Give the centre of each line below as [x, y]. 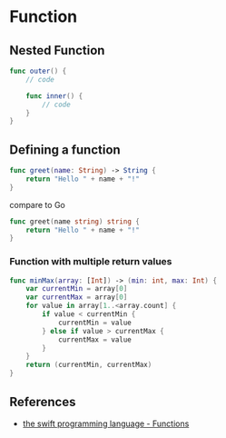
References [43, 402]
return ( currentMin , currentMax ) [89, 365]
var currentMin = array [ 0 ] [77, 289]
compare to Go [37, 204]
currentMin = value [94, 323]
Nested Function [57, 50]
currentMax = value [94, 339]
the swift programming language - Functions [106, 423]
